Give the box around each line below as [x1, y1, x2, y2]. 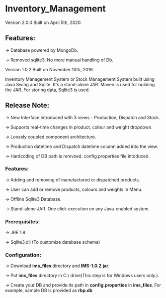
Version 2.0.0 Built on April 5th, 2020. [5, 19, 82, 25]
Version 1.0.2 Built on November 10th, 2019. [5, 66, 94, 72]
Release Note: [5, 101, 50, 110]
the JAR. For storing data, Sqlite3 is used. [5, 87, 90, 93]
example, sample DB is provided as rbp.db [5, 288, 93, 294]
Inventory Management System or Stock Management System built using [5, 76, 155, 82]
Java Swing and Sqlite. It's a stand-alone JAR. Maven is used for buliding [5, 81, 155, 87]
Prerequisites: [5, 218, 40, 225]
